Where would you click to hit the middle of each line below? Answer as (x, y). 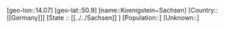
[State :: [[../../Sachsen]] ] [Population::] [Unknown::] (123, 18)
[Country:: (203, 10)
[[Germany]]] (26, 18)
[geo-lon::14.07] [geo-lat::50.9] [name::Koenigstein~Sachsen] (97, 10)
